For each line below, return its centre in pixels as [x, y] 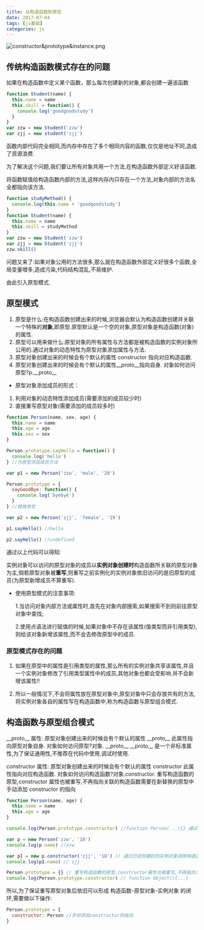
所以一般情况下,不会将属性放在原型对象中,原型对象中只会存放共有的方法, [105, 694]
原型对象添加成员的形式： [47, 385]
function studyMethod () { [39, 199]
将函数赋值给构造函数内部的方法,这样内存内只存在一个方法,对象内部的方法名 [101, 179]
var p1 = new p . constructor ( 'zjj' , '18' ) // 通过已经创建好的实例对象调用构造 [101, 856]
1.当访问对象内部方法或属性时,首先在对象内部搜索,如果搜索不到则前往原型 [106, 606]
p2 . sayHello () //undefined [40, 539]
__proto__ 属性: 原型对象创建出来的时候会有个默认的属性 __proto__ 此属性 [97, 738]
